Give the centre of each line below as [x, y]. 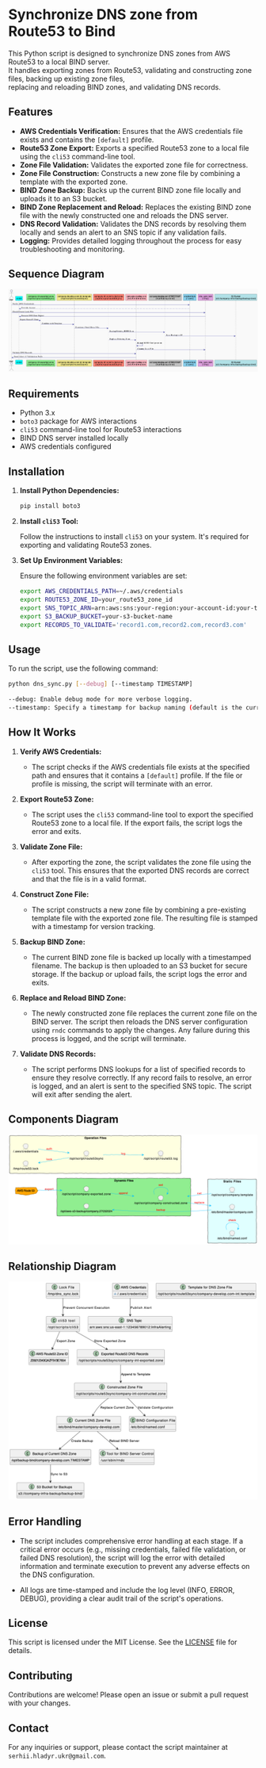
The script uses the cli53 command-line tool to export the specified [142, 814]
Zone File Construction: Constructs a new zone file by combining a [130, 173]
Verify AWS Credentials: [61, 752]
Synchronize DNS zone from [103, 15]
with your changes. [40, 1703]
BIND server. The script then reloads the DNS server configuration [139, 1021]
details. [20, 1651]
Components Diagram [63, 1119]
